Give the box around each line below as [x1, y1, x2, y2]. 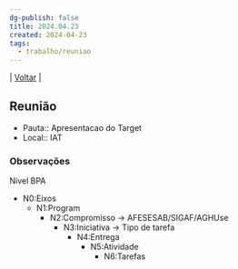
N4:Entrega [76, 232, 120, 243]
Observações [9, 154, 71, 167]
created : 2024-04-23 [9, 30, 88, 39]
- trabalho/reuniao [17, 47, 92, 56]
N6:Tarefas [104, 251, 146, 262]
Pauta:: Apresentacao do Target [22, 122, 143, 133]
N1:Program [35, 203, 81, 214]
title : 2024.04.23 [9, 22, 79, 31]
